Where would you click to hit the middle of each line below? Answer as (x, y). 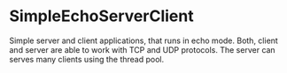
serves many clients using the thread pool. (87, 59)
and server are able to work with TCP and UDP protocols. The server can (143, 49)
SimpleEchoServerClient (101, 16)
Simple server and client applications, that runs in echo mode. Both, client (144, 40)
